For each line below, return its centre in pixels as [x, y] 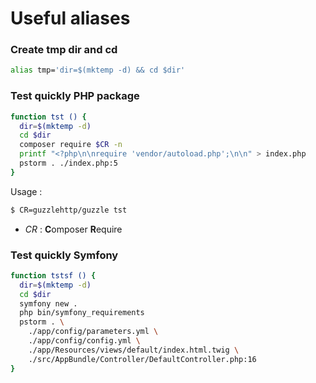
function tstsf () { [53, 275]
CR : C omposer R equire [73, 229]
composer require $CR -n [71, 145]
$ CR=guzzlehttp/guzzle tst [69, 210]
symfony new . [48, 303]
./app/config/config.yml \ [84, 341]
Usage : [26, 191]
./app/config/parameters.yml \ [93, 332]
